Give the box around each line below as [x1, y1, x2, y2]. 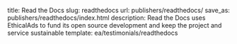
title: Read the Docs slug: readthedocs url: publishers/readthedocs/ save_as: [7, 6, 230, 14]
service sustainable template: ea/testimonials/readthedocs [7, 28, 178, 37]
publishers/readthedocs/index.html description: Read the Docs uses [7, 13, 206, 22]
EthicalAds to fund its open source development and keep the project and [7, 21, 222, 29]
